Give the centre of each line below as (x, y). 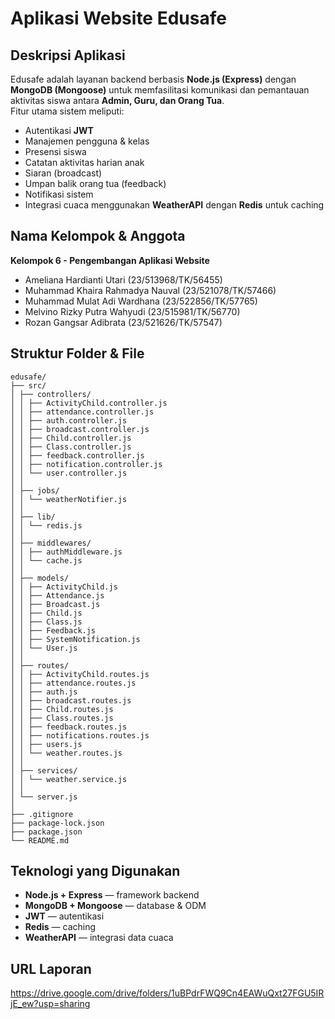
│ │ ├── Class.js (46, 622)
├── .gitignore (42, 814)
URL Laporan (51, 968)
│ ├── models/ (40, 578)
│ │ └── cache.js (46, 560)
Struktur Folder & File (77, 353)
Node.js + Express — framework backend (112, 895)
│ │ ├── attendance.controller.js (82, 412)
